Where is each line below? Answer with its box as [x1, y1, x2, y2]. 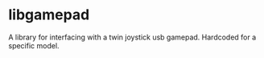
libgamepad [8, 6, 90, 24]
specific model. [8, 40, 60, 50]
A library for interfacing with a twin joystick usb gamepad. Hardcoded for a [8, 32, 257, 42]
